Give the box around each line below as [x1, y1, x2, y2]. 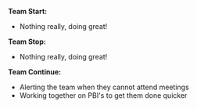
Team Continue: [8, 67, 61, 77]
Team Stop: [8, 37, 47, 46]
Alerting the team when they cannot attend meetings [19, 82, 189, 92]
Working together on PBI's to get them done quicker [19, 91, 188, 100]
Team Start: [8, 7, 48, 16]
